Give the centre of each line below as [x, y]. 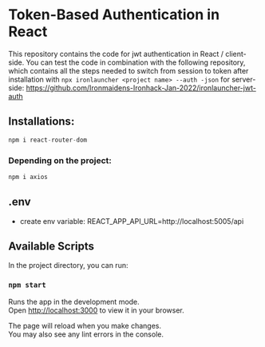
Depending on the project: [60, 160]
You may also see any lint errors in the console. [86, 334]
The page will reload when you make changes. [85, 325]
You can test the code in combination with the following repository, [136, 62]
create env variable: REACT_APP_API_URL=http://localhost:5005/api [132, 221]
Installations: [42, 122]
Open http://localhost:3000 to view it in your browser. [97, 310]
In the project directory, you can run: [68, 265]
